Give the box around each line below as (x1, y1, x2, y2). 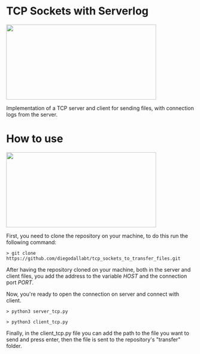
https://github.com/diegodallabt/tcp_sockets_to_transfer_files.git (6, 255, 181, 261)
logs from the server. (6, 111, 58, 118)
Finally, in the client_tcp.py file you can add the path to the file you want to (6, 329, 190, 337)
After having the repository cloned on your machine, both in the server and (6, 266, 191, 273)
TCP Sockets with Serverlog (6, 4, 149, 18)
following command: (6, 239, 57, 246)
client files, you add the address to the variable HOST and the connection (6, 272, 187, 279)
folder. (6, 342, 22, 349)
